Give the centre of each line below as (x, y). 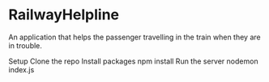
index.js (21, 69)
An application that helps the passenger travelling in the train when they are (134, 37)
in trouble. (26, 45)
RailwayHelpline (64, 15)
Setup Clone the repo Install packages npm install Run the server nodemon (133, 61)
